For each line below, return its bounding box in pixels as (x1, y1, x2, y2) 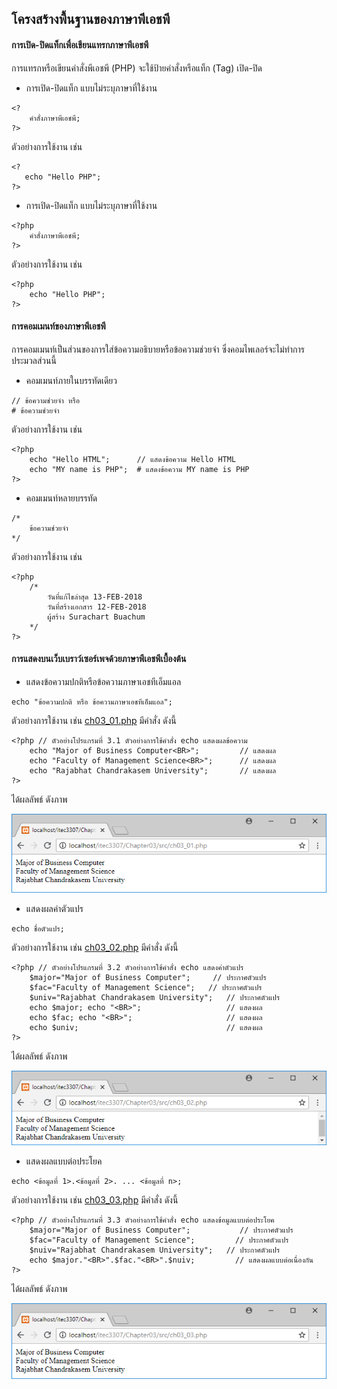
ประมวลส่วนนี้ (11, 354, 57, 366)
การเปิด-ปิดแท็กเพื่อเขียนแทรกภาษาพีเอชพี (11, 38, 149, 51)
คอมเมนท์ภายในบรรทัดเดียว (25, 374, 118, 386)
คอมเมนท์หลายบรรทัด (25, 492, 98, 504)
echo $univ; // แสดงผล (29, 1023, 263, 1033)
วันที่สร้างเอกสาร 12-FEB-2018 (47, 602, 147, 612)
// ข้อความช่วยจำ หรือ (11, 395, 81, 406)
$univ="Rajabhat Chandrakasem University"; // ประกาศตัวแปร (29, 993, 281, 1003)
